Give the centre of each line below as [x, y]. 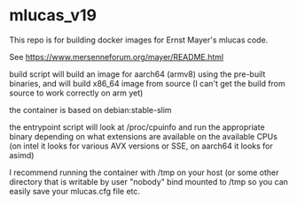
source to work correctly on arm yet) [76, 93]
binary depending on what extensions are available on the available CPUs [143, 136]
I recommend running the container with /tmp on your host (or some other [144, 172]
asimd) [22, 155]
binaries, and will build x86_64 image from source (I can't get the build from [147, 83]
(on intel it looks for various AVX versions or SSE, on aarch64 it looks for [141, 146]
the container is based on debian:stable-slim [90, 110]
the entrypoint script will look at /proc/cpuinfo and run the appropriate [137, 127]
